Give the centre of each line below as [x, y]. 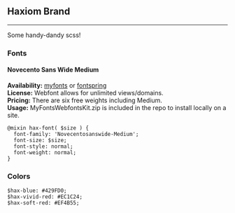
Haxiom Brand [39, 12]
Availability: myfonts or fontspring [57, 85]
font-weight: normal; [45, 152]
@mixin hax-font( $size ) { [48, 128]
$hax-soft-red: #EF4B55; [43, 203]
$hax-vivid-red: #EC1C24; [45, 197]
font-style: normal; [43, 146]
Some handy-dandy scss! [44, 35]
